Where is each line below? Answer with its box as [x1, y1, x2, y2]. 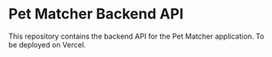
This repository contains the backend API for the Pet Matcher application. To [8, 31, 265, 41]
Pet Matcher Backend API [8, 5, 184, 23]
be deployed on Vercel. [8, 39, 87, 49]
